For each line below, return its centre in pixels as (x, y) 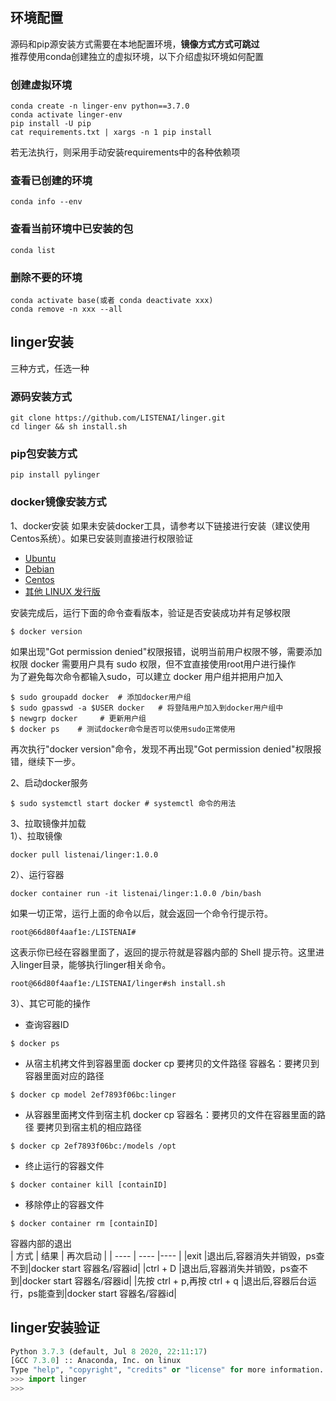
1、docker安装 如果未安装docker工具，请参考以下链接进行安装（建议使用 (160, 525)
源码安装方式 (41, 396)
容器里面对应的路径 (64, 1075)
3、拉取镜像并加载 (48, 823)
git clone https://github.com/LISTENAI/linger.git (118, 418)
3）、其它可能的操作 (50, 1003)
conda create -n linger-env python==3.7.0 (100, 106)
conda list (33, 250)
